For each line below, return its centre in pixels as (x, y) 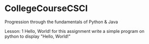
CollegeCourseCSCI (46, 8)
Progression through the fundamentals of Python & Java (61, 22)
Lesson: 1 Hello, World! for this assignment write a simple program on (75, 31)
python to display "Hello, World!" (38, 36)
